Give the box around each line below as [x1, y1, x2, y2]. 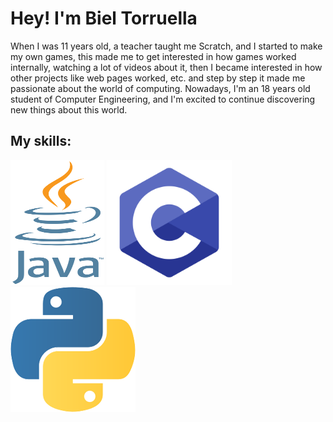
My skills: [10, 133, 72, 150]
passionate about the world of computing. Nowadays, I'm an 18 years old [10, 82, 311, 94]
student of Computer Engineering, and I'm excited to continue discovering [10, 93, 316, 105]
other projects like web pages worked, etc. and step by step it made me [10, 72, 306, 84]
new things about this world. [10, 103, 128, 116]
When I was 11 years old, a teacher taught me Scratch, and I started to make [10, 40, 323, 52]
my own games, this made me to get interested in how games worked [10, 50, 297, 62]
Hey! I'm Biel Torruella [10, 7, 198, 30]
